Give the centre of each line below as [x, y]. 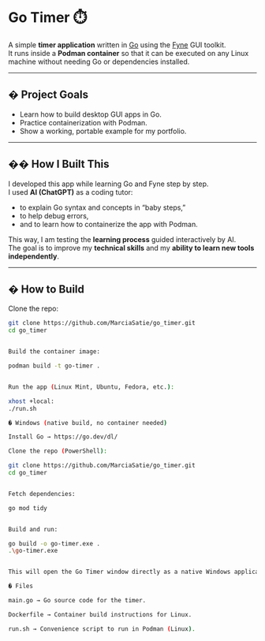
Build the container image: [54, 352]
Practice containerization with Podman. [83, 122]
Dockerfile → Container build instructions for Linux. [100, 614]
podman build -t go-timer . [54, 366]
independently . [34, 256]
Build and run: [33, 529]
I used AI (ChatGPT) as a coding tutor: [71, 192]
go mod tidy [28, 508]
